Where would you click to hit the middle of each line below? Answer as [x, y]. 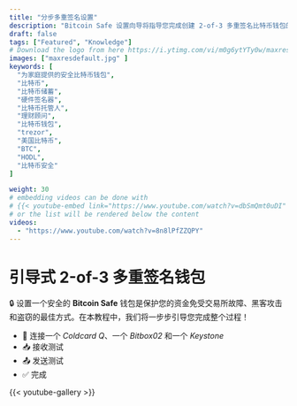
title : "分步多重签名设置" [53, 17]
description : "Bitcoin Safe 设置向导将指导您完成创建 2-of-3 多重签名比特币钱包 [148, 26]
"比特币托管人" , [43, 108]
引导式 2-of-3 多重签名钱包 [107, 277]
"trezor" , [35, 133]
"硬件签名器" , [40, 100]
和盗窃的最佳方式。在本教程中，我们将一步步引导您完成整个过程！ [129, 317]
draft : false [33, 34]
